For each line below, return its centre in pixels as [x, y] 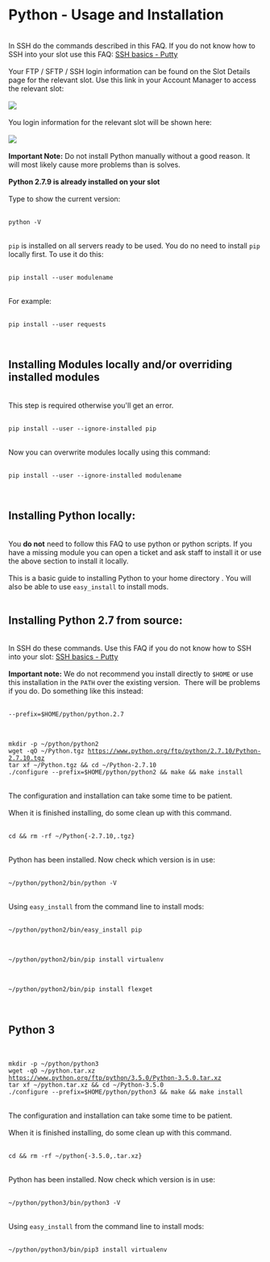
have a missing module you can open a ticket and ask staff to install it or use [135, 552]
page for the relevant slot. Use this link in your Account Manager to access [132, 80]
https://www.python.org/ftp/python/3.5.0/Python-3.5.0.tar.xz [115, 1078]
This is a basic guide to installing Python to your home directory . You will [130, 578]
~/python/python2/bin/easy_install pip [75, 930]
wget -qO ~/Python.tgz [46, 751]
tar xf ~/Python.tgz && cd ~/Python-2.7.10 [83, 766]
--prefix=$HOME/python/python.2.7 [66, 715]
